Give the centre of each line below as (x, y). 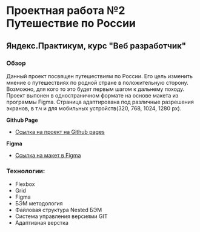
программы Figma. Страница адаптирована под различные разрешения (100, 102)
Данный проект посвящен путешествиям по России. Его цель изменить (99, 76)
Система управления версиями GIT (61, 216)
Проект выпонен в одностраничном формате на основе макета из (92, 95)
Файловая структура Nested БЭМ (58, 210)
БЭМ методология (39, 204)
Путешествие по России (71, 23)
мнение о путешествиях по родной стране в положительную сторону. (98, 82)
